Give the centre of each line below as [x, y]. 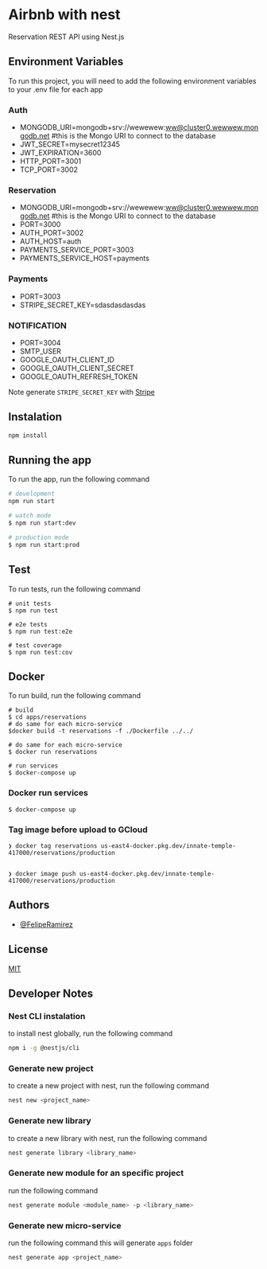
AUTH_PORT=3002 [52, 233]
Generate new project [51, 1068]
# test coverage [35, 645]
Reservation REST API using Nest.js [66, 37]
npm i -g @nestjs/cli [44, 1048]
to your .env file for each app [56, 89]
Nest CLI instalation [47, 1016]
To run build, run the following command [75, 696]
